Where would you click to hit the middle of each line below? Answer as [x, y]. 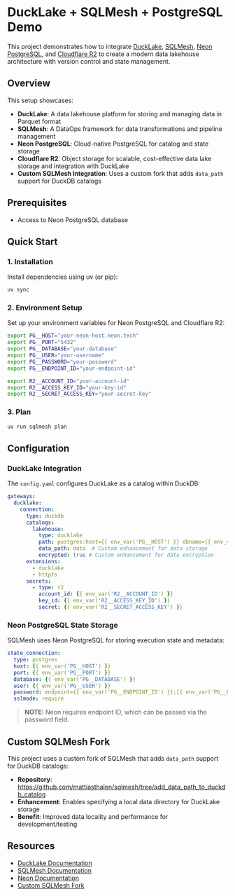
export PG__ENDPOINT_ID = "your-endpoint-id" [72, 368]
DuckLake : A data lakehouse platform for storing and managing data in [120, 113]
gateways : [22, 497]
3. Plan [19, 412]
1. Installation [30, 261]
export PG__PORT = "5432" [42, 343]
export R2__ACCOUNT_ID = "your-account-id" [69, 381]
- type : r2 [48, 588]
